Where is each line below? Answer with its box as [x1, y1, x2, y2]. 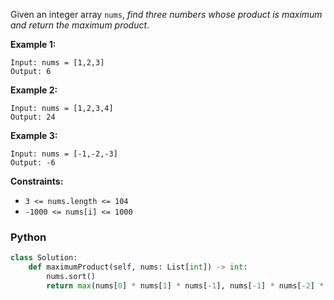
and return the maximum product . [10, 19, 150, 31]
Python [10, 230, 47, 244]
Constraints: [10, 175, 64, 187]
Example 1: [10, 39, 57, 50]
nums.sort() [46, 272, 97, 282]
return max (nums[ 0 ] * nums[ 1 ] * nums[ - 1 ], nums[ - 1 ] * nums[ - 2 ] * [46, 280, 325, 291]
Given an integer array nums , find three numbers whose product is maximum [10, 9, 323, 20]
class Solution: [10, 253, 78, 263]
